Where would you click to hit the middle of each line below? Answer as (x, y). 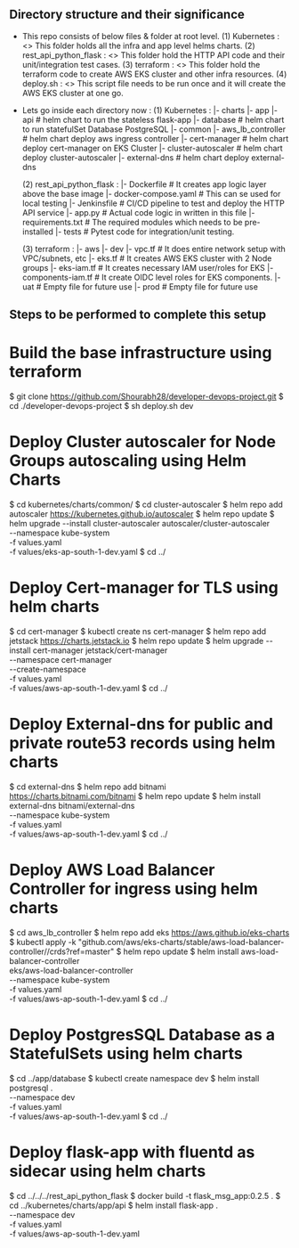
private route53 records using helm (142, 743)
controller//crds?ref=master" (62, 951)
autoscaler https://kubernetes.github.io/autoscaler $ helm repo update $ (142, 514)
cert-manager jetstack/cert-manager (100, 650)
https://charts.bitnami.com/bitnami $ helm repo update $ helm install (135, 795)
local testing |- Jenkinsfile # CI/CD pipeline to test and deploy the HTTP (153, 203)
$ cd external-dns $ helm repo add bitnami (88, 787)
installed (37, 232)
